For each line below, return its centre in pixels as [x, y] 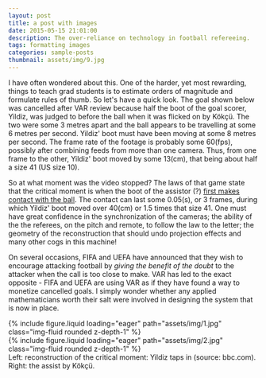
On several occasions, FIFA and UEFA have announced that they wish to [126, 257]
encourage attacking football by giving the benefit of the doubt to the [121, 265]
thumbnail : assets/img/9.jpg [56, 60]
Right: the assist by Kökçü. [52, 365]
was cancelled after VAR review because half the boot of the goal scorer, [127, 107]
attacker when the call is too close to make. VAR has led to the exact [120, 274]
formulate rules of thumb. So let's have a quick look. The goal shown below [131, 99]
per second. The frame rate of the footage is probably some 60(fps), [120, 142]
